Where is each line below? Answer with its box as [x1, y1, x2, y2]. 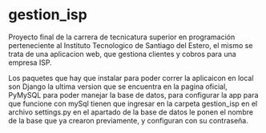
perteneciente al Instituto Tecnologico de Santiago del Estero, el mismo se [8, 40, 253, 50]
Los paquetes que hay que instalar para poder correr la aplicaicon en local [8, 73, 254, 83]
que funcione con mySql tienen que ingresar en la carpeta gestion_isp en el [8, 99, 258, 108]
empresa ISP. [8, 58, 52, 67]
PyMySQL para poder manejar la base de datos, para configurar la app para [8, 90, 259, 99]
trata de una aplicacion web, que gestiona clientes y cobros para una [8, 49, 236, 58]
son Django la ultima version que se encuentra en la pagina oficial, [8, 82, 228, 91]
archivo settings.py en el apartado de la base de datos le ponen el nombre [8, 107, 254, 117]
